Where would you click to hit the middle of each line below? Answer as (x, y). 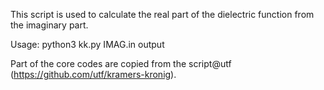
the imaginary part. (49, 25)
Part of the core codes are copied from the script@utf (121, 63)
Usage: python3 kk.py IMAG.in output (87, 44)
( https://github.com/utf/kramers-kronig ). (93, 74)
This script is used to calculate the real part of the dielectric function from (162, 14)
